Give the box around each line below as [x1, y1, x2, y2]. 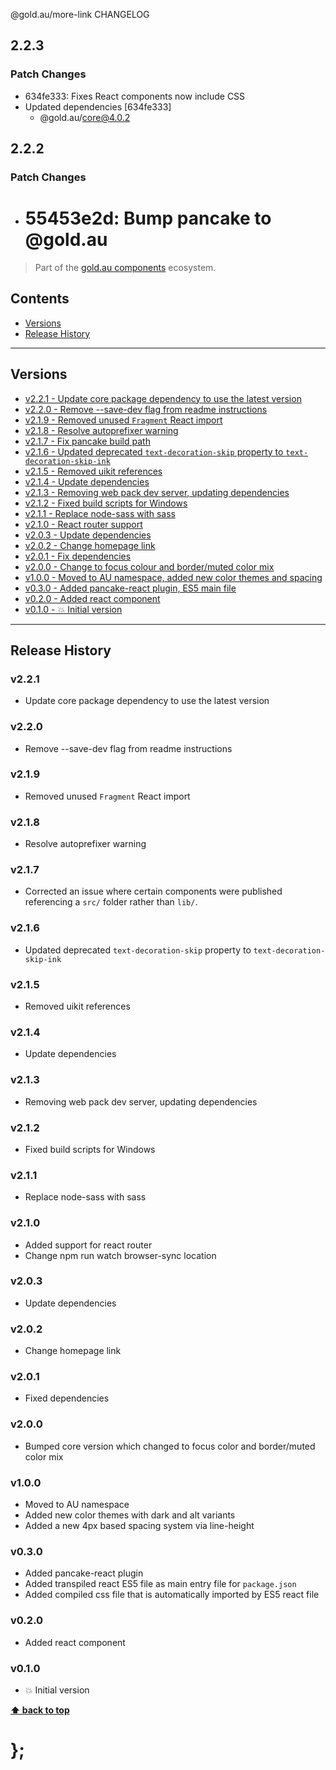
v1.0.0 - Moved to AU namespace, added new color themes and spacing [24, 571, 323, 583]
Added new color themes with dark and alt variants [24, 1509, 236, 1521]
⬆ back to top [10, 1704, 70, 1716]
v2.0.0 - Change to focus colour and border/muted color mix [24, 560, 275, 573]
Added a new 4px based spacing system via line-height [24, 1520, 255, 1531]
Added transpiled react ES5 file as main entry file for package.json [24, 1578, 297, 1590]
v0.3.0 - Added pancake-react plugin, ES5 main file [24, 582, 237, 594]
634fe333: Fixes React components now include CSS [24, 90, 246, 102]
